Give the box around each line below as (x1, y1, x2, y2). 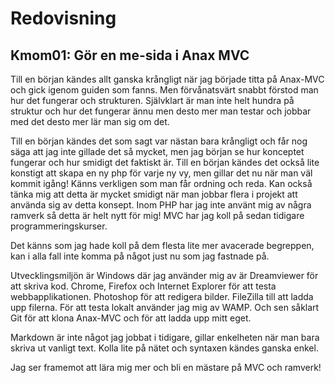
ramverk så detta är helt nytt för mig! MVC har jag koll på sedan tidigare (10, 210, 305, 221)
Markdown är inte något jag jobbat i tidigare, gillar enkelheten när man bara (10, 332, 320, 343)
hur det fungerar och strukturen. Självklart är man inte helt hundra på (10, 95, 295, 106)
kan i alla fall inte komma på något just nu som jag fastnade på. (10, 250, 270, 262)
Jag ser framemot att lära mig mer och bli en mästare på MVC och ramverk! (10, 362, 322, 373)
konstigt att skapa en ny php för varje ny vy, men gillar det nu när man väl (10, 167, 313, 179)
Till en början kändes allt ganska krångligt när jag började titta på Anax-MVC (10, 73, 325, 85)
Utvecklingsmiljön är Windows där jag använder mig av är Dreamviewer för (10, 270, 319, 281)
